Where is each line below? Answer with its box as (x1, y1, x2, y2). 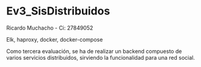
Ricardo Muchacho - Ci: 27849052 (6, 24, 94, 31)
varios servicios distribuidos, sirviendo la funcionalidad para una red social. (6, 54, 196, 61)
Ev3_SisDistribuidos (6, 4, 111, 18)
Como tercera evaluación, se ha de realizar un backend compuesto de (6, 47, 182, 55)
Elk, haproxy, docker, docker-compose (6, 36, 103, 43)
